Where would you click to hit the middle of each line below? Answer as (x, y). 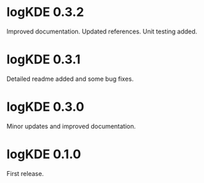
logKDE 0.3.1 (44, 59)
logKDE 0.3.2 (45, 12)
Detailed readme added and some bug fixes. (70, 79)
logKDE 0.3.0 (46, 107)
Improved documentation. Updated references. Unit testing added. (102, 31)
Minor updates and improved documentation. (71, 126)
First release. (25, 173)
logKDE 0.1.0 (44, 154)
